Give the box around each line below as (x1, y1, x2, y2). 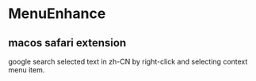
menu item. (8, 65, 45, 75)
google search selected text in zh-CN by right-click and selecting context (8, 57, 248, 66)
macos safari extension (8, 36, 127, 50)
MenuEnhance (8, 5, 106, 23)
